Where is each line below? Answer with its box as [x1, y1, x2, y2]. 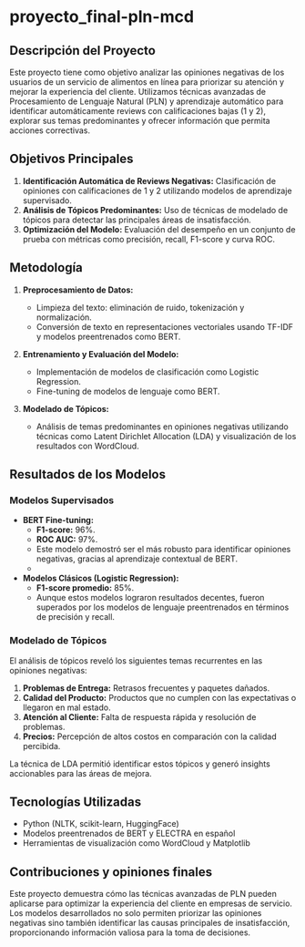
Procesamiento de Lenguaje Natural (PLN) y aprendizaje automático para [9, 96, 284, 107]
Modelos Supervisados [9, 494, 115, 507]
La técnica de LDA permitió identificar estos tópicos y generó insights [9, 758, 270, 769]
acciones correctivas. [9, 125, 91, 136]
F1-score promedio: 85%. [36, 582, 135, 593]
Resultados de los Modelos [9, 467, 167, 482]
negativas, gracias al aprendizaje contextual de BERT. [36, 553, 239, 564]
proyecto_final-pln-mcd [9, 6, 194, 27]
